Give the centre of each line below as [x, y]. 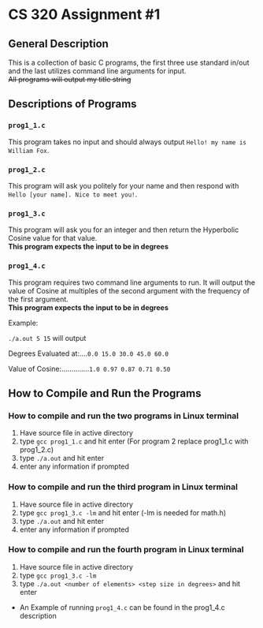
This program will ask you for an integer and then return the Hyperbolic [124, 230]
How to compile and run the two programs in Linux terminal [124, 416]
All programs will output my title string [70, 79]
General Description [58, 44]
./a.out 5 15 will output [47, 338]
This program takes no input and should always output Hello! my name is [127, 142]
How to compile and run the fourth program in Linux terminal [126, 550]
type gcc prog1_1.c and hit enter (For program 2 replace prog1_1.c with [134, 441]
